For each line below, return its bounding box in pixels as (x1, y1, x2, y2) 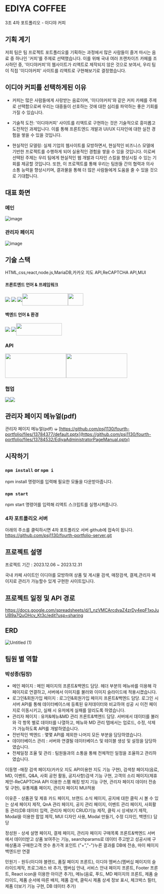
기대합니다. (17, 173, 39, 179)
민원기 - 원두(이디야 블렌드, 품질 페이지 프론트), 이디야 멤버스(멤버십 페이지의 (5, 858, 151, 865)
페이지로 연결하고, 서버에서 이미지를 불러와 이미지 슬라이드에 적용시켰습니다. (12, 689, 157, 695)
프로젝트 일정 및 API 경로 (5, 594, 75, 602)
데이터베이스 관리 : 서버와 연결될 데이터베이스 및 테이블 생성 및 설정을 (12, 738, 144, 744)
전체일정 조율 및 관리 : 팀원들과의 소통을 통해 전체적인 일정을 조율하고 (12, 750, 144, 756)
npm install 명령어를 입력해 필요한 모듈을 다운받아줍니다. (5, 478, 113, 484)
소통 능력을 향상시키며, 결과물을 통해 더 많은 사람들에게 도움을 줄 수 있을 (12, 167, 149, 172)
